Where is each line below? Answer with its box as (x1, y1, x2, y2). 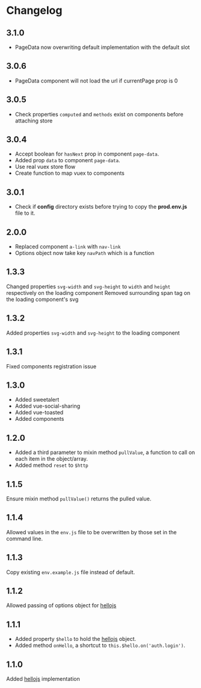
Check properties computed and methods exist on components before (14, 110, 184, 118)
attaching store (14, 117, 53, 124)
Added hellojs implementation (6, 675, 80, 682)
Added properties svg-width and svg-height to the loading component (6, 329, 180, 336)
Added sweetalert (14, 396, 60, 403)
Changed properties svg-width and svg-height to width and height (6, 283, 171, 290)
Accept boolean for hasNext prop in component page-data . (14, 150, 159, 157)
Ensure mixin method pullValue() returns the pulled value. (6, 495, 152, 502)
